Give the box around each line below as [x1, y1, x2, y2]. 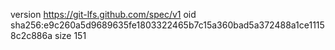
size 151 [54, 30, 87, 41]
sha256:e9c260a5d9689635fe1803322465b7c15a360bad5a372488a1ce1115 [10, 19, 325, 31]
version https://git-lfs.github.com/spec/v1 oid [10, 9, 197, 20]
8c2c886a [10, 30, 53, 41]
